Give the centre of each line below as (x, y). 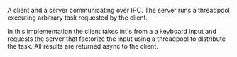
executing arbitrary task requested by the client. (77, 18)
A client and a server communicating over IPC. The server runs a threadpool (119, 10)
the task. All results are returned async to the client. (83, 46)
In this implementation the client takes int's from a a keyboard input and (112, 31)
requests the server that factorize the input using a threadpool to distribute (116, 39)
